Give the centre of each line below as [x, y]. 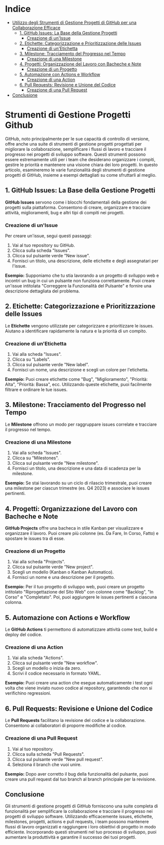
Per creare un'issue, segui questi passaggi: [48, 236]
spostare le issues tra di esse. [35, 538]
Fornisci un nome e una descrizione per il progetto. [63, 577]
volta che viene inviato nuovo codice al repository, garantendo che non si [79, 688]
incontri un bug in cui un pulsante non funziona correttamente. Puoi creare [80, 280]
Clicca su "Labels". [31, 359]
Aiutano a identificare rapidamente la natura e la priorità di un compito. [76, 331]
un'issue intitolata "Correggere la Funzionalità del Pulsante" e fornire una [78, 286]
